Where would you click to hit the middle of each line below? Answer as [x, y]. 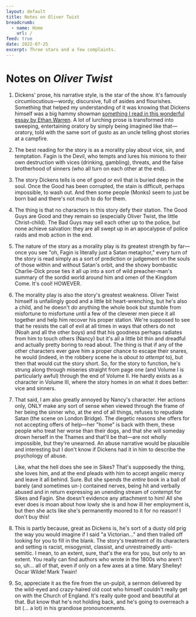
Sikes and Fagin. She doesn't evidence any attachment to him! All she [98, 498]
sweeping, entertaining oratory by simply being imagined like [88, 126]
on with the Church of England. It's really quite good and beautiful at [97, 595]
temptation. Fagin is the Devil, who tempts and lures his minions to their [101, 156]
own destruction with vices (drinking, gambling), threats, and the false [99, 162]
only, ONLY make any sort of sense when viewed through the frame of [99, 405]
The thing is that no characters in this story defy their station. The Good [101, 210]
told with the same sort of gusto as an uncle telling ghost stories [112, 132]
